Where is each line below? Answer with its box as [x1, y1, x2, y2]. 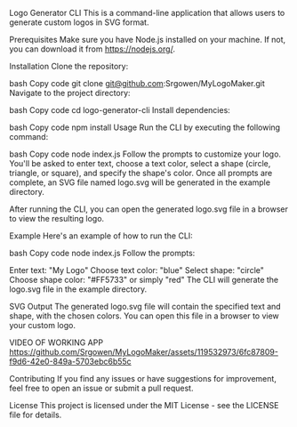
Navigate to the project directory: [9, 88, 131, 98]
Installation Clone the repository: [9, 61, 129, 71]
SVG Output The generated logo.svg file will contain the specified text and [9, 302, 282, 311]
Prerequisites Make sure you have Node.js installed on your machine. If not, [9, 35, 286, 44]
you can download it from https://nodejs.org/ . [9, 44, 176, 54]
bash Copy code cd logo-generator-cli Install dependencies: [9, 105, 231, 115]
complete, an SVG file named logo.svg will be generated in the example [9, 177, 271, 188]
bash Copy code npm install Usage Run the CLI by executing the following [9, 122, 281, 133]
